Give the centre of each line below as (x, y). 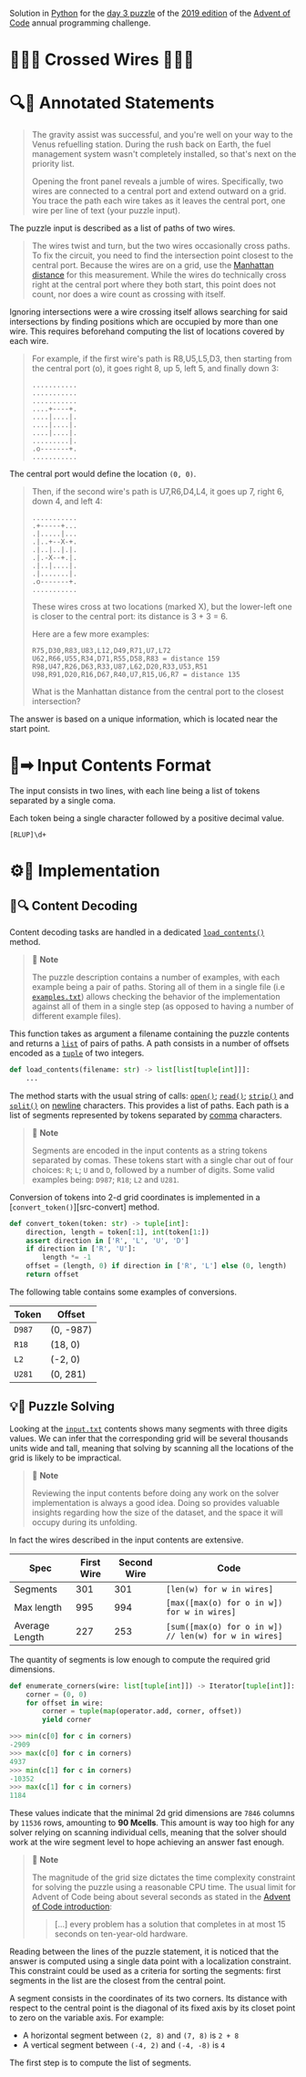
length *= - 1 (67, 1258)
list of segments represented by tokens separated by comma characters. (146, 1115)
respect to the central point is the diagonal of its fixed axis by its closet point (153, 2008)
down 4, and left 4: (67, 502)
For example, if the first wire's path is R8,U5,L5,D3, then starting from (162, 358)
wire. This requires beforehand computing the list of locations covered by (147, 331)
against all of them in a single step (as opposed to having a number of (163, 1006)
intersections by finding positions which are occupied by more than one (144, 322)
